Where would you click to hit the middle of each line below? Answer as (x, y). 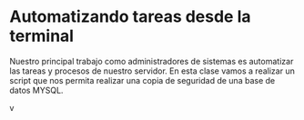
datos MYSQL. (36, 90)
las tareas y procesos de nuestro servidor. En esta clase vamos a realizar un (152, 71)
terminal (42, 36)
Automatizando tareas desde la (131, 17)
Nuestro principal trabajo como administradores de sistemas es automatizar (152, 61)
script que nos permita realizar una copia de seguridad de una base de (142, 80)
